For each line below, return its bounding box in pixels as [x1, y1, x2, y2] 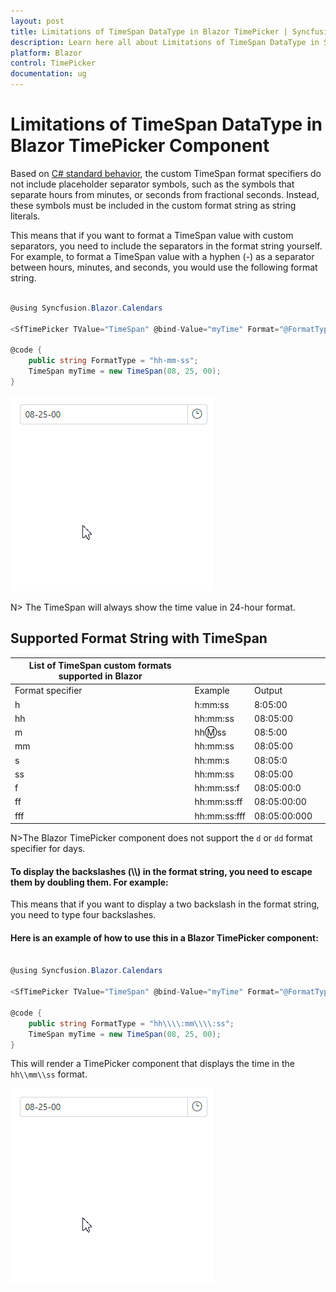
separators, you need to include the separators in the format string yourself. [10, 240, 323, 252]
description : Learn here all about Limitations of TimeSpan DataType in [10, 37, 320, 47]
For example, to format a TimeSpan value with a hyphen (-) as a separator [10, 250, 315, 262]
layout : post [10, 16, 65, 26]
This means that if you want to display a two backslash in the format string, [10, 898, 320, 910]
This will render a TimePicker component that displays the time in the [10, 1058, 295, 1070]
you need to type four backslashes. [10, 909, 157, 921]
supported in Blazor [58, 670, 143, 682]
